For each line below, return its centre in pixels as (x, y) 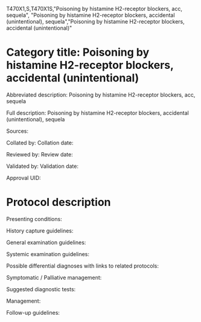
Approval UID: (24, 178)
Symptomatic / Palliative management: (54, 277)
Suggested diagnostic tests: (41, 289)
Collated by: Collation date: (40, 143)
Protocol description (59, 202)
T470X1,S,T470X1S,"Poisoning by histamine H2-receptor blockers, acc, (94, 9)
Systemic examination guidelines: (48, 254)
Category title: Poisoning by (78, 52)
